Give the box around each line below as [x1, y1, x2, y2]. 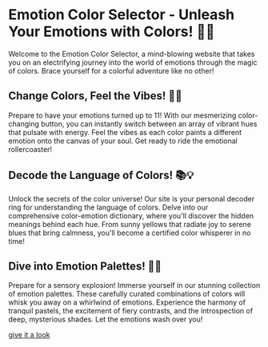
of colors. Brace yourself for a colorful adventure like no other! [8, 66, 214, 75]
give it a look [8, 330, 50, 340]
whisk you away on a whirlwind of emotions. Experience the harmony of [8, 297, 246, 307]
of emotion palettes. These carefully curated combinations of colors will [8, 289, 246, 299]
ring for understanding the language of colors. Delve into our [8, 202, 209, 212]
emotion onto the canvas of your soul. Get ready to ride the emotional [8, 136, 238, 146]
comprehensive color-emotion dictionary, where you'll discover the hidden [8, 210, 254, 221]
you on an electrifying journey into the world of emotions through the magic [8, 58, 258, 67]
